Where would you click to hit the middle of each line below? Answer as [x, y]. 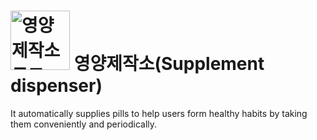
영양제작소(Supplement [169, 64]
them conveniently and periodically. [84, 124]
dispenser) [56, 86]
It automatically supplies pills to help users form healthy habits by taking [159, 113]
